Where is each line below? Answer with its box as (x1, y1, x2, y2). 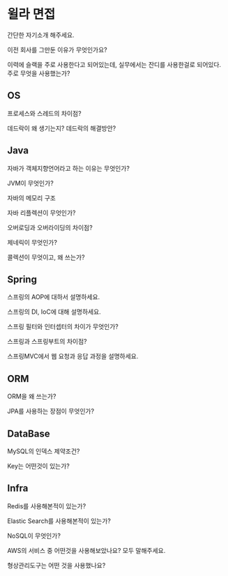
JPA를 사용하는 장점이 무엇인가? (7, 407, 95, 416)
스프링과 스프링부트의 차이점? (7, 338, 87, 346)
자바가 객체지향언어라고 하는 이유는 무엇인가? (7, 164, 130, 172)
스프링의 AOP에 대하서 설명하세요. (7, 293, 100, 301)
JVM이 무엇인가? (7, 179, 54, 187)
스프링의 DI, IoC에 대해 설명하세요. (7, 308, 101, 316)
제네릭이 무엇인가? (7, 238, 58, 246)
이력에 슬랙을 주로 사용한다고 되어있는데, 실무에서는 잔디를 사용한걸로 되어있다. (7, 60, 222, 68)
